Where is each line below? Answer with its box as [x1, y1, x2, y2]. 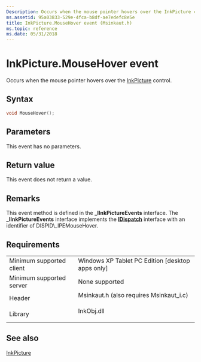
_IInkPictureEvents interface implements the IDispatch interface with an [6, 216, 185, 223]
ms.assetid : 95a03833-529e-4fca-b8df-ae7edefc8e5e [6, 14, 135, 20]
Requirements [6, 240, 60, 250]
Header [9, 294, 31, 302]
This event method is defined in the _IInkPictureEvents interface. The [6, 210, 178, 217]
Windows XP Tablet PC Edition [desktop [78, 256, 190, 265]
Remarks [6, 193, 41, 204]
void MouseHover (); [6, 110, 55, 116]
